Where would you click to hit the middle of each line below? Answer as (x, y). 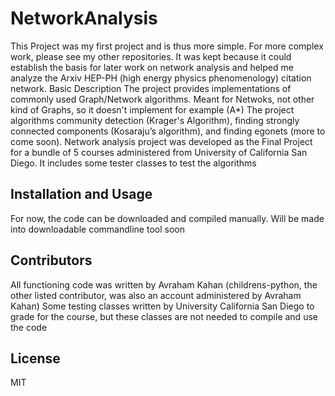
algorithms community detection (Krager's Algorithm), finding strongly (155, 120)
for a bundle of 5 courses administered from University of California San (159, 152)
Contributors (51, 260)
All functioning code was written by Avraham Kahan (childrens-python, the (164, 284)
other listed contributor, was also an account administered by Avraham (156, 295)
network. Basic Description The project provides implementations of (151, 88)
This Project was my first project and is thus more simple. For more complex (167, 46)
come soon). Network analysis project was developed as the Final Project (161, 141)
